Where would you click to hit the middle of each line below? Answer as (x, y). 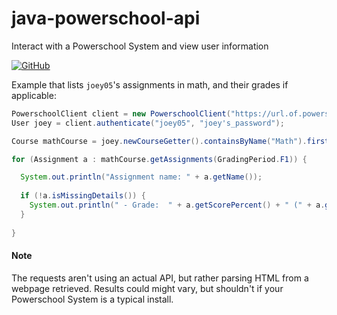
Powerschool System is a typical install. (92, 299)
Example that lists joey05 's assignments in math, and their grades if (150, 84)
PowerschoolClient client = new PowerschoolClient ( (121, 113)
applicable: (34, 95)
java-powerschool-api (106, 18)
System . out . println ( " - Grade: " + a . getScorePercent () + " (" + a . (177, 205)
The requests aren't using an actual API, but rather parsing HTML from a (160, 278)
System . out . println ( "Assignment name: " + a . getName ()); (141, 177)
